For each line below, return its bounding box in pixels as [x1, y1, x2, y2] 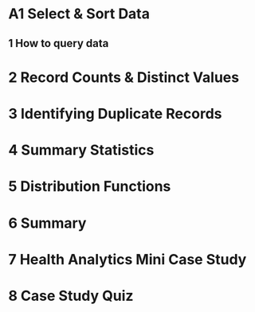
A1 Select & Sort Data [8, 5, 150, 23]
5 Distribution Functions [8, 177, 171, 196]
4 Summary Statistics [8, 141, 155, 159]
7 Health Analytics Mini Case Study [8, 250, 247, 268]
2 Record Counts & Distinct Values [8, 68, 240, 86]
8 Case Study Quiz [8, 287, 134, 305]
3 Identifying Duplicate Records [8, 104, 222, 123]
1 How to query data [8, 37, 109, 50]
